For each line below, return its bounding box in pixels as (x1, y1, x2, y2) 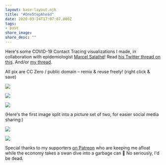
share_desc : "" (5, 35, 37, 40)
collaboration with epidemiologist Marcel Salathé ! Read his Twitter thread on (5, 54, 161, 59)
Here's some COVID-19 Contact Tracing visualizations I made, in (5, 48, 136, 55)
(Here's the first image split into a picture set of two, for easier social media (5, 111, 159, 117)
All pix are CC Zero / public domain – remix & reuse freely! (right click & (5, 68, 150, 74)
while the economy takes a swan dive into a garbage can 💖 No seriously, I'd (5, 150, 160, 156)
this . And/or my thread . (5, 59, 53, 65)
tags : (5, 21, 16, 26)
